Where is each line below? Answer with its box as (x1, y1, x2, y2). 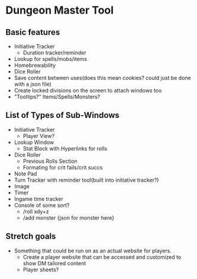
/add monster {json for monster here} (22, 214, 115, 221)
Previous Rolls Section (22, 158, 77, 165)
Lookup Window (14, 139, 54, 146)
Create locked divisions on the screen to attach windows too (14, 87, 162, 94)
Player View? (22, 132, 55, 139)
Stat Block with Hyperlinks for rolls (22, 145, 108, 152)
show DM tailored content (22, 259, 86, 267)
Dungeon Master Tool (5, 4, 114, 17)
